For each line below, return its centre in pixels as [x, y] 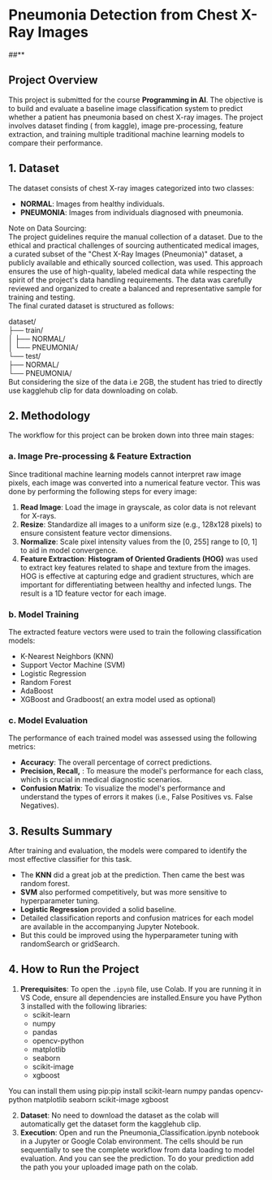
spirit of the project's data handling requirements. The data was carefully [130, 280]
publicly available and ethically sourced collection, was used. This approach [136, 262]
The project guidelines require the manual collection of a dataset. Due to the [136, 236]
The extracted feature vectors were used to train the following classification [135, 631]
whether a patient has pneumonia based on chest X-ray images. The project [136, 117]
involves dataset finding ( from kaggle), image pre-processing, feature [126, 125]
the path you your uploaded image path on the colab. [109, 1167]
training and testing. [42, 297]
